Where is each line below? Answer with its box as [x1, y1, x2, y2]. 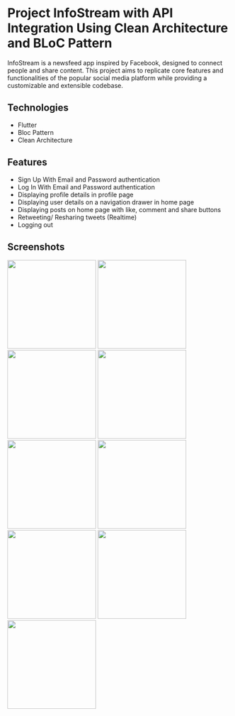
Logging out [17, 220, 53, 228]
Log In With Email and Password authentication [17, 182, 156, 191]
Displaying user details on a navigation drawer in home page [17, 197, 195, 206]
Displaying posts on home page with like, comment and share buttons [17, 205, 222, 214]
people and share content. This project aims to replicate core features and [7, 66, 224, 75]
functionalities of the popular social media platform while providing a [7, 73, 207, 82]
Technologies [7, 101, 69, 114]
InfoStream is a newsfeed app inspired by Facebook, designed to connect [7, 58, 223, 67]
